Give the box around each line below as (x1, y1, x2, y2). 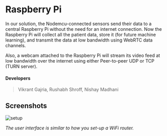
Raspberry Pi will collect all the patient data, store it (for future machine (5, 31, 156, 37)
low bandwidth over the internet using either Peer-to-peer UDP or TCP (5, 57, 155, 64)
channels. (5, 42, 26, 48)
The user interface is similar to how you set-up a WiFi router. (5, 125, 134, 131)
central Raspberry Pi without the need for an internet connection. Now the (5, 26, 162, 32)
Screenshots (5, 101, 47, 110)
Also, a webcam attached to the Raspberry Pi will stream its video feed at (5, 52, 160, 59)
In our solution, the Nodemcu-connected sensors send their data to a (5, 21, 152, 27)
